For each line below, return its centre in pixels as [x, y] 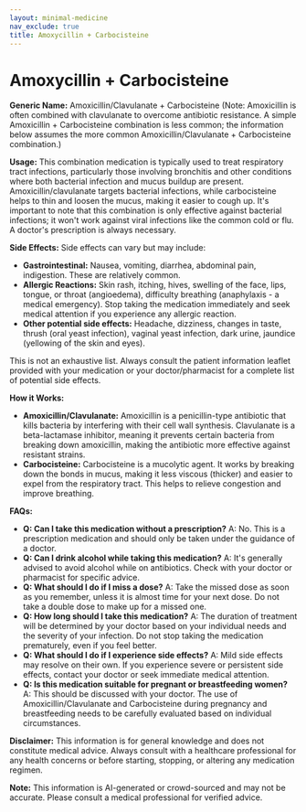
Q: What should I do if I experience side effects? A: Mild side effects [153, 656]
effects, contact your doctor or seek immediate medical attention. [146, 675]
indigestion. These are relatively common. [101, 275]
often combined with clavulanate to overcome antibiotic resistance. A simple [153, 115]
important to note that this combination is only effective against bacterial [146, 210]
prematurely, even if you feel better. [90, 646]
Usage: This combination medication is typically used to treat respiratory [147, 162]
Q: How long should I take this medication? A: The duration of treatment [160, 616]
